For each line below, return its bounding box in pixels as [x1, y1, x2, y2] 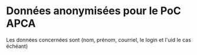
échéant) [6, 43, 28, 50]
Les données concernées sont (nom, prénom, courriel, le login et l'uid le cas [6, 36, 192, 43]
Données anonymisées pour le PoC [6, 4, 182, 18]
